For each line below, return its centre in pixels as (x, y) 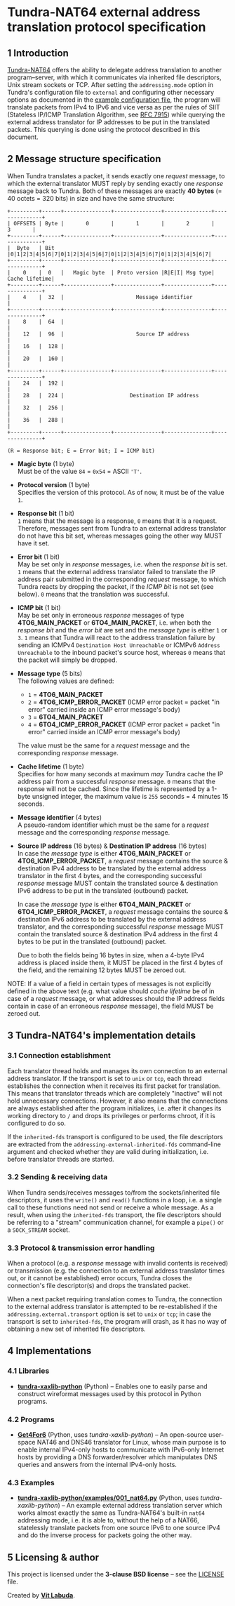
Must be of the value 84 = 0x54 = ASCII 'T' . (80, 471)
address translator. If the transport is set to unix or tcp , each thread (105, 1078)
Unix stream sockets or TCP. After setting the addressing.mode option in (110, 85)
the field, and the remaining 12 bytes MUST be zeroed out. (102, 970)
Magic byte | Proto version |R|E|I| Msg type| (144, 272)
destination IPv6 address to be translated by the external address (112, 919)
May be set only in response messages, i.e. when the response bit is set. (122, 564)
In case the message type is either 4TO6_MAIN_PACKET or (104, 853)
